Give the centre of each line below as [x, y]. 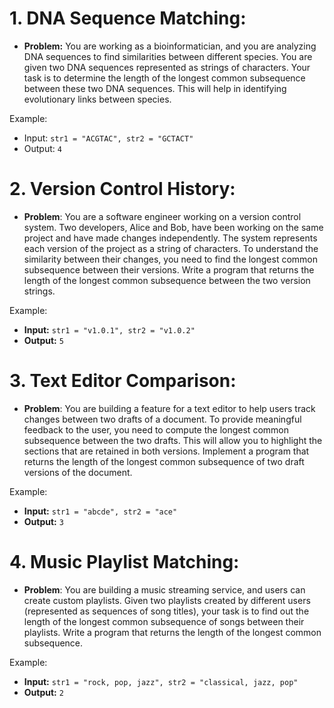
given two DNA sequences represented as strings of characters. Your [167, 67]
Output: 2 [43, 692]
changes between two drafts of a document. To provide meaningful [162, 419]
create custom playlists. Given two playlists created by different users [167, 600]
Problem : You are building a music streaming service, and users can [164, 589]
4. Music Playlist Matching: [124, 562]
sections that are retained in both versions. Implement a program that [166, 451]
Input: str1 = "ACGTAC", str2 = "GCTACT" [108, 138]
